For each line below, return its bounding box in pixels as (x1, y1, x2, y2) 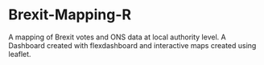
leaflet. (8, 49, 31, 59)
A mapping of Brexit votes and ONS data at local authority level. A (8, 32, 227, 42)
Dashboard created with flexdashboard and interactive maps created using (8, 40, 257, 50)
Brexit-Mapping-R (8, 6, 131, 24)
